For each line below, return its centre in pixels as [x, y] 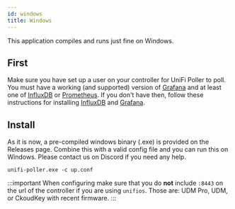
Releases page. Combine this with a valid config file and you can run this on [118, 149]
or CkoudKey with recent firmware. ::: [62, 198]
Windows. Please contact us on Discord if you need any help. [97, 157]
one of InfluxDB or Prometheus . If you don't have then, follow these [105, 95]
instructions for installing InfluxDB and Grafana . [76, 103]
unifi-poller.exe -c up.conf [50, 170]
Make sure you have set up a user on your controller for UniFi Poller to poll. [117, 80]
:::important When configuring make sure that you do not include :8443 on [115, 183]
